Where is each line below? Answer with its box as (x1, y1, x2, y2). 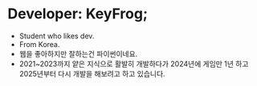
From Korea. (18, 39, 60, 49)
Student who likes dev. (18, 31, 95, 41)
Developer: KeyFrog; (7, 5, 149, 23)
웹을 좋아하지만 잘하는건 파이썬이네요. (18, 49, 138, 58)
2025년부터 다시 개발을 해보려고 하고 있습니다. (18, 68, 165, 78)
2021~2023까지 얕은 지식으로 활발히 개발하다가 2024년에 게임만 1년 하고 (18, 59, 249, 68)
